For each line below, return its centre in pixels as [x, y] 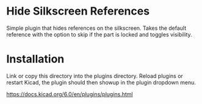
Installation [35, 59]
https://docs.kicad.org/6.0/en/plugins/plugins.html [70, 94]
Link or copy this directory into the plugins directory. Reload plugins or [95, 76]
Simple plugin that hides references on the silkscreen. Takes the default [96, 28]
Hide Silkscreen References [78, 11]
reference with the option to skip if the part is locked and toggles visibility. [99, 34]
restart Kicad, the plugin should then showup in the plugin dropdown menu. [101, 82]
